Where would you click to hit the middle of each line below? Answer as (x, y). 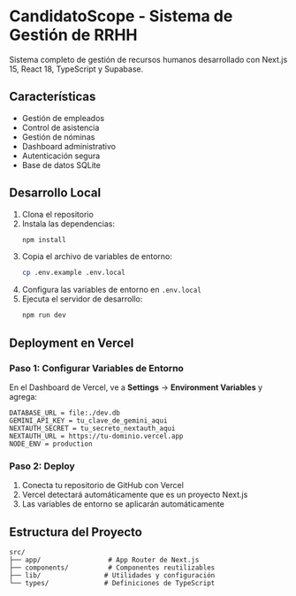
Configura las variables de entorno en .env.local (111, 290)
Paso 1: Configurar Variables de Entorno (96, 368)
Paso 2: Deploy (42, 466)
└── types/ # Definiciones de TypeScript (112, 583)
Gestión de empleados (63, 118)
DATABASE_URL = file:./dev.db (65, 413)
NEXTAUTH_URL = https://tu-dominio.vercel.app (96, 436)
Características (53, 97)
